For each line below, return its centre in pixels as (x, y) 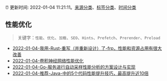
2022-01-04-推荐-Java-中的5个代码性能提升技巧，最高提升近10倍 (80, 73)
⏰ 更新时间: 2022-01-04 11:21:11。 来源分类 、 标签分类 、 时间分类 (71, 7)
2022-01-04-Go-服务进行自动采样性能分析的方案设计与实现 (74, 67)
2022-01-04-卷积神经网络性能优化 (48, 60)
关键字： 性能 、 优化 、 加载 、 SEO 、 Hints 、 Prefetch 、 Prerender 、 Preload (89, 37)
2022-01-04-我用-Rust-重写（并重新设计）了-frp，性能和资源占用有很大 (87, 48)
